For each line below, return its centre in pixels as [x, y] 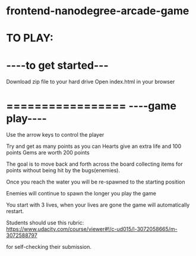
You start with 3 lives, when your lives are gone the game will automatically [98, 205]
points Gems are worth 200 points [48, 153]
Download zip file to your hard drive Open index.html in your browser [91, 82]
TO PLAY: [30, 38]
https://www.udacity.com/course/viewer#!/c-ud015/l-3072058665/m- [92, 229]
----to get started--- [57, 65]
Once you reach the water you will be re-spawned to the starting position [96, 182]
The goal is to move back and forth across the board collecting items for [94, 164]
